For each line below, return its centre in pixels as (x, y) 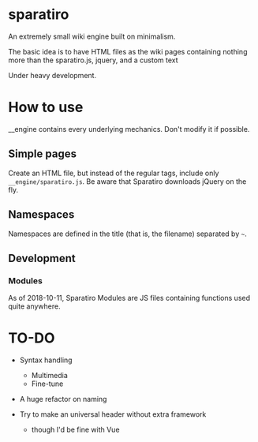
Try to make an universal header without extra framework (113, 414)
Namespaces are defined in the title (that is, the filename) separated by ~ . (127, 234)
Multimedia (50, 376)
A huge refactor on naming (63, 399)
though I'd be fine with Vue (75, 430)
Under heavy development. (52, 75)
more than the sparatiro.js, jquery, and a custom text (93, 60)
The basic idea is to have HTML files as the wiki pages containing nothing (128, 51)
